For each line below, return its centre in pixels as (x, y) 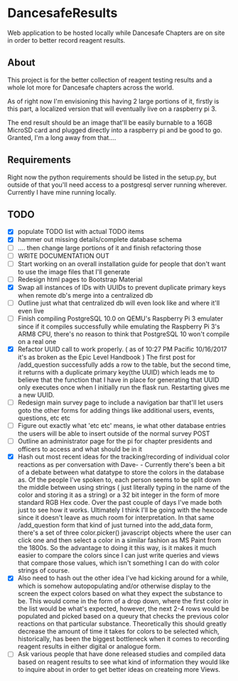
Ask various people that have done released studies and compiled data (121, 654)
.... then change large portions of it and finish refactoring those (109, 247)
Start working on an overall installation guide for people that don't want (121, 264)
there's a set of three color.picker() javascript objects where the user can (124, 533)
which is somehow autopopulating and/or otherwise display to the (114, 586)
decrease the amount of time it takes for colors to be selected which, (119, 631)
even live (31, 311)
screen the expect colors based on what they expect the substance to (120, 594)
